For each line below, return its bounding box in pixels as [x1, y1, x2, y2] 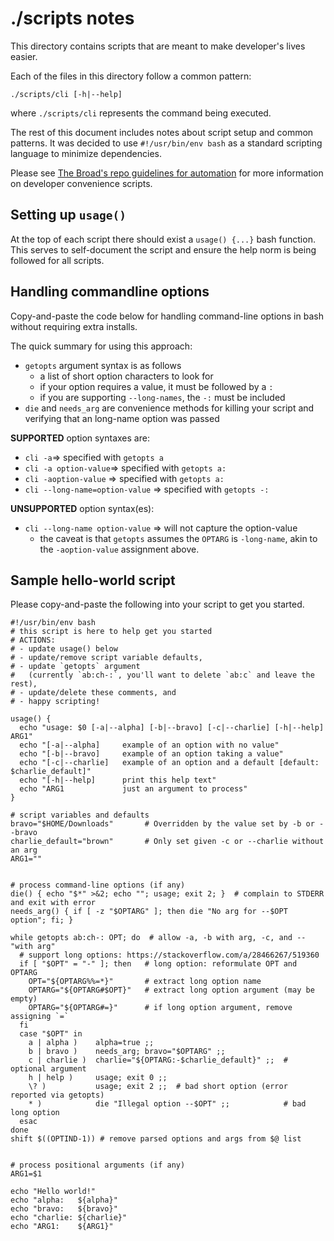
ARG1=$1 [10, 1169, 43, 1179]
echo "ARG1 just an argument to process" [19, 784, 248, 794]
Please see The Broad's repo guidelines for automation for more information [10, 167, 324, 179]
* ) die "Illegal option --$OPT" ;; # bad [28, 1099, 307, 1109]
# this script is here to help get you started [10, 627, 213, 637]
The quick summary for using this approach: [10, 340, 193, 352]
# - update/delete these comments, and [10, 688, 177, 698]
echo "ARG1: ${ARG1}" [10, 1222, 114, 1232]
